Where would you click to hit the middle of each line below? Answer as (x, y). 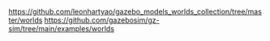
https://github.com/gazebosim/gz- (102, 20)
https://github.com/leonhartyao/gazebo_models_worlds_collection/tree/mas (135, 12)
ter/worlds (26, 20)
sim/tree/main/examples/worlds (62, 29)
